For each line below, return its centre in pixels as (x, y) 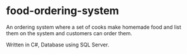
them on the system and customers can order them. (69, 33)
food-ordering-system (63, 11)
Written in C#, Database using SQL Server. (58, 45)
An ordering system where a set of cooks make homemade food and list (94, 27)
